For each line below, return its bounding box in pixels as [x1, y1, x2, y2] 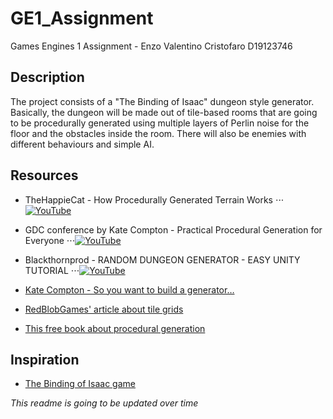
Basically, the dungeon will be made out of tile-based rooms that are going [10, 106, 318, 118]
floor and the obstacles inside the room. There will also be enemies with [10, 127, 307, 139]
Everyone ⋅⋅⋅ [24, 234, 76, 246]
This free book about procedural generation [24, 322, 206, 334]
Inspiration [10, 351, 80, 368]
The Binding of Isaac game [24, 378, 136, 390]
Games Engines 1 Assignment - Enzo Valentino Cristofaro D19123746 [10, 40, 293, 52]
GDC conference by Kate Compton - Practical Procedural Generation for [24, 223, 323, 236]
